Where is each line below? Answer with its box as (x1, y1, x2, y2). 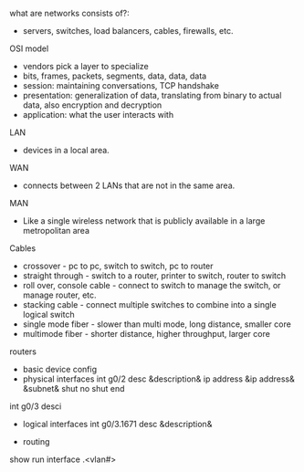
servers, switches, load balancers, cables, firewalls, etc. (22, 26, 234, 36)
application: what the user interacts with (22, 110, 174, 120)
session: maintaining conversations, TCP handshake (22, 80, 219, 90)
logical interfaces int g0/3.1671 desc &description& (22, 419, 213, 429)
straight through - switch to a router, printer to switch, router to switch (22, 270, 286, 281)
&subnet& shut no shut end (22, 383, 125, 393)
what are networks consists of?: (9, 8, 130, 18)
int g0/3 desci (9, 401, 62, 412)
